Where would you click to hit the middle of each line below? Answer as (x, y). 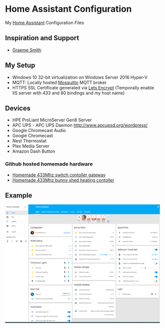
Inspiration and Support (42, 38)
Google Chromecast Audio (39, 131)
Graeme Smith (27, 50)
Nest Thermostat (29, 141)
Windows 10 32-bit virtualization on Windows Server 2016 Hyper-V (80, 77)
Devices (18, 108)
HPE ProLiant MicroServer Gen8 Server (52, 120)
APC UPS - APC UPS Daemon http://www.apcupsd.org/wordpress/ (80, 125)
